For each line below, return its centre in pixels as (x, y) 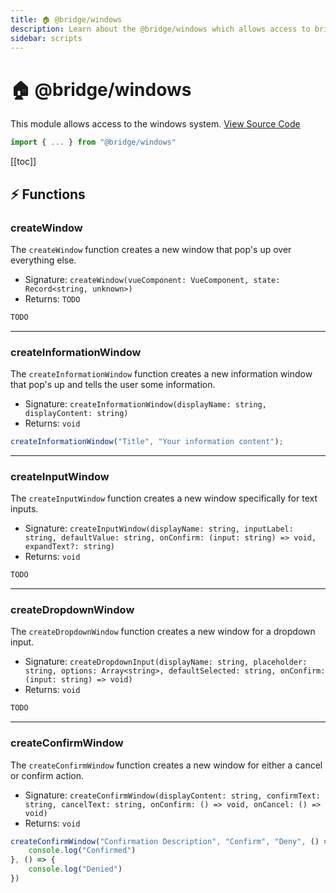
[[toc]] (23, 162)
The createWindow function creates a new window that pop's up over (151, 249)
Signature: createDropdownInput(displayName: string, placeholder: (166, 662)
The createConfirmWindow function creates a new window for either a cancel (166, 765)
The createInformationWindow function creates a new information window (161, 374)
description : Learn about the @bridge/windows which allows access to (160, 29)
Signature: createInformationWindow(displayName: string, (145, 404)
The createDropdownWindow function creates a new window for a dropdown (163, 632)
